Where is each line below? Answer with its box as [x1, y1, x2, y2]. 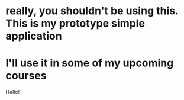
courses [5, 69, 47, 82]
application [5, 30, 63, 43]
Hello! [5, 89, 20, 96]
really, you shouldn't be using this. [5, 4, 179, 18]
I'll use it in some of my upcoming [5, 56, 174, 70]
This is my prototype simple [5, 17, 146, 30]
